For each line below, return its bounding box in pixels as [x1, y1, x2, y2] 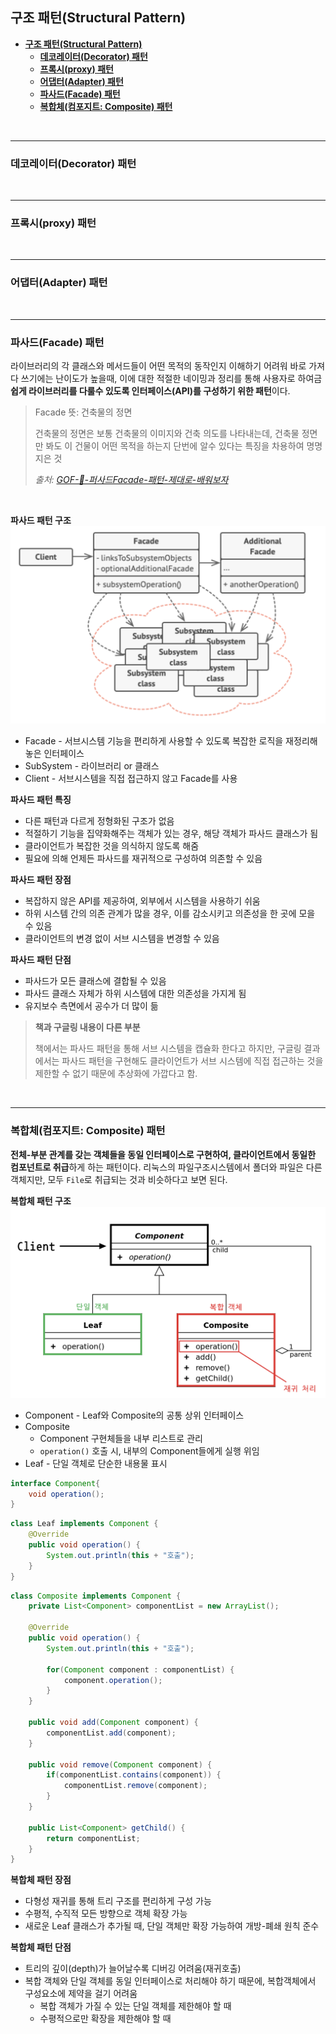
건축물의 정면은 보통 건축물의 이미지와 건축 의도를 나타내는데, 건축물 [34, 428, 300, 439]
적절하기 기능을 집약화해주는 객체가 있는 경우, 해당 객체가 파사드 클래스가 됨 [24, 828, 319, 840]
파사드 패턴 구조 [10, 514, 72, 526]
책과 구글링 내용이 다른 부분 [34, 1021, 141, 1033]
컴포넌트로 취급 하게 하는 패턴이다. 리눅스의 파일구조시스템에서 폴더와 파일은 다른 [10, 1161, 323, 1173]
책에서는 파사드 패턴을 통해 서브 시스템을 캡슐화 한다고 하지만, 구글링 [34, 1043, 302, 1055]
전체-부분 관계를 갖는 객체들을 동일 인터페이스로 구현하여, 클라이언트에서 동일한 [10, 1148, 317, 1160]
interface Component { [10, 1478, 101, 1488]
